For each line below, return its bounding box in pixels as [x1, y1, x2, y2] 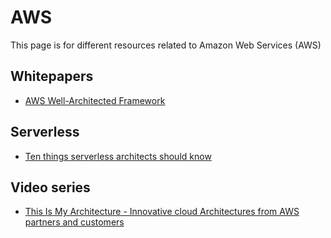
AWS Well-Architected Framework [24, 94, 166, 106]
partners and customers [24, 216, 125, 228]
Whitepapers [10, 68, 94, 85]
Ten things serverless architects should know [24, 150, 212, 162]
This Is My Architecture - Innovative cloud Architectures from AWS [24, 206, 300, 218]
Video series [10, 179, 91, 196]
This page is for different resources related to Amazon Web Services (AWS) [10, 39, 322, 51]
